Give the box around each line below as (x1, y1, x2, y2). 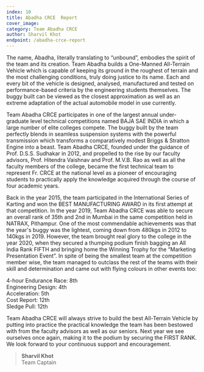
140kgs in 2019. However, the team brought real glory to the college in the (6, 233, 192, 240)
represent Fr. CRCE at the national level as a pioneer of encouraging (6, 169, 177, 177)
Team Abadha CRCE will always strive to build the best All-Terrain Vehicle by (6, 315, 199, 321)
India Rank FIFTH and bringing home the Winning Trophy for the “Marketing (6, 246, 196, 253)
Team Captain (21, 359, 57, 366)
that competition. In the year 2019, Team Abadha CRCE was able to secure (6, 207, 193, 214)
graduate (6, 118, 29, 125)
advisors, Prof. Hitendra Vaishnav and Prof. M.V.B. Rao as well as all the (6, 156, 186, 163)
